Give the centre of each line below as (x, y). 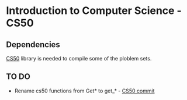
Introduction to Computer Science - (94, 11)
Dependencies (33, 44)
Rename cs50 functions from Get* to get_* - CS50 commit (84, 91)
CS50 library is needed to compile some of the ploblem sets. (79, 58)
